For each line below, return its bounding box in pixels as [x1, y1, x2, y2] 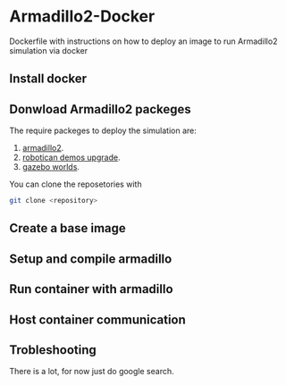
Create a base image [9, 221, 127, 236]
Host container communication [9, 312, 186, 327]
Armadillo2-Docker [9, 6, 156, 27]
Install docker [9, 71, 88, 87]
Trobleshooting [9, 342, 97, 357]
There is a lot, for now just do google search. [9, 366, 174, 377]
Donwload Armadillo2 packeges [9, 101, 192, 117]
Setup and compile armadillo [9, 251, 172, 266]
